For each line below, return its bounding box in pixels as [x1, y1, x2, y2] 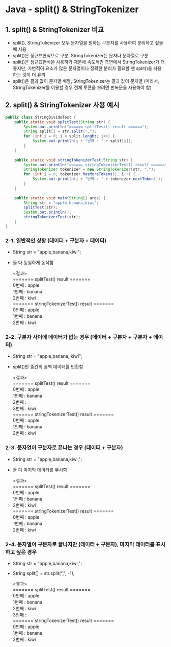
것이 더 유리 [22, 72, 46, 78]
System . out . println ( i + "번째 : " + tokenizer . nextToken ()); [32, 176, 163, 182]
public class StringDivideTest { [5, 114, 76, 120]
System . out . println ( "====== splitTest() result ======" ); [23, 124, 149, 129]
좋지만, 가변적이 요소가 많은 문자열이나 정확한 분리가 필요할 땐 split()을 [12, 65, 153, 71]
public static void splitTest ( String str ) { [14, 119, 110, 125]
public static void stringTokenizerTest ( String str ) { [14, 157, 133, 163]
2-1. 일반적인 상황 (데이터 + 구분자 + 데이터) [5, 237, 107, 244]
